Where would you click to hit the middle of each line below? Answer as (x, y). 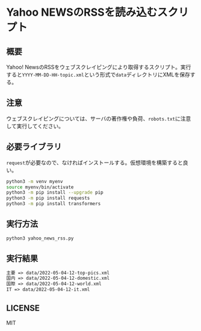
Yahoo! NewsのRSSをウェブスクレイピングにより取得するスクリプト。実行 (99, 67)
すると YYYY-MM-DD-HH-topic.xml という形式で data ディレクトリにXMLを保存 (98, 75)
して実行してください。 (35, 126)
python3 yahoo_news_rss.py (40, 238)
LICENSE (23, 308)
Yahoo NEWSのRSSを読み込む (82, 12)
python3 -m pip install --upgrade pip (55, 193)
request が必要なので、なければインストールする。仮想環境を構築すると (95, 162)
